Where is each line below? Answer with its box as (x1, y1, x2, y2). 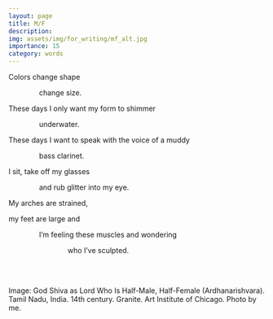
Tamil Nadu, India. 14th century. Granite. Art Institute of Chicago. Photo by (8, 295, 257, 304)
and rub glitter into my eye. (38, 182, 130, 192)
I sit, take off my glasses (8, 167, 90, 176)
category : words (8, 50, 64, 58)
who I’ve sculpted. (67, 246, 130, 255)
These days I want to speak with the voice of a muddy (8, 135, 190, 145)
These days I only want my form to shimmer (8, 103, 156, 113)
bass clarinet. (38, 151, 85, 160)
